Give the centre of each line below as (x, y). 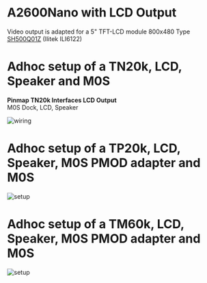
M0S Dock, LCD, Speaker (43, 107)
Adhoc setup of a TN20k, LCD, (95, 67)
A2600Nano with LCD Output (92, 13)
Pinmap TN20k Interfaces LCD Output (62, 100)
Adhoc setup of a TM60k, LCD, (96, 224)
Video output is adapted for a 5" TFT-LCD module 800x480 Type (99, 32)
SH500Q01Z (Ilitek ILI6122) (45, 38)
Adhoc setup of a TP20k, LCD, (94, 148)
